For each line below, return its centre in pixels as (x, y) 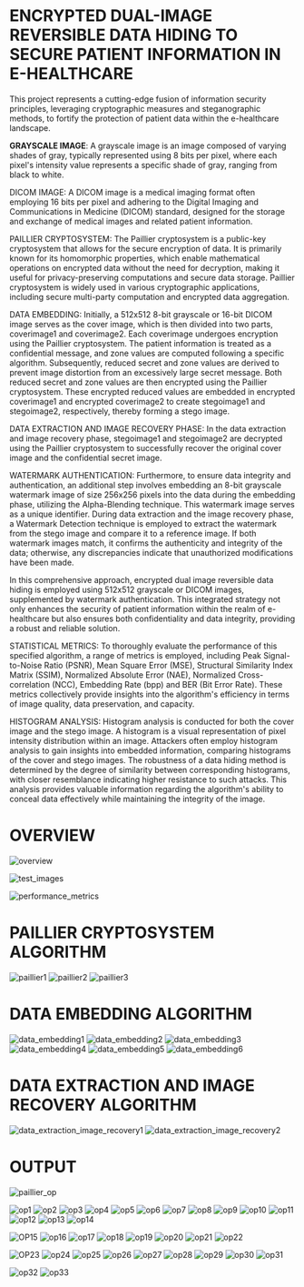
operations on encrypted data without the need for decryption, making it (144, 267)
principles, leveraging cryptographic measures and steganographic (135, 108)
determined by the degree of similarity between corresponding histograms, (150, 769)
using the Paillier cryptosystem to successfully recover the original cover (146, 447)
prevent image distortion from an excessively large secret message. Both (146, 372)
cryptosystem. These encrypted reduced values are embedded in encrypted (152, 391)
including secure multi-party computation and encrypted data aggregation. (150, 297)
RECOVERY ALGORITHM (103, 1105)
